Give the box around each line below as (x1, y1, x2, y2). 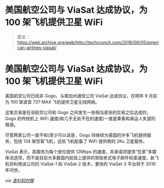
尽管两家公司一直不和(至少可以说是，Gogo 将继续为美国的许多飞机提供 (5, 132, 147, 138)
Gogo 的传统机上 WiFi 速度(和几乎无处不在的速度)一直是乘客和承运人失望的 (5, 115, 156, 121)
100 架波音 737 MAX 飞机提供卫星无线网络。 (10, 99, 100, 105)
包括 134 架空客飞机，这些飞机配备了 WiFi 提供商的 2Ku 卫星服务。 (13, 138, 147, 144)
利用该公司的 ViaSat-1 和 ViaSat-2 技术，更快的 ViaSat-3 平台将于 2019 (13, 161, 156, 167)
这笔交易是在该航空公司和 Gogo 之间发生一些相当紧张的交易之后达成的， (5, 109, 151, 115)
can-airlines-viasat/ (17, 45, 57, 51)
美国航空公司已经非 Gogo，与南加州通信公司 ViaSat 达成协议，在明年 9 (5, 93, 148, 99)
